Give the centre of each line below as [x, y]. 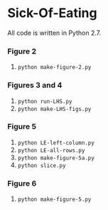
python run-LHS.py [45, 101]
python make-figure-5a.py [56, 158]
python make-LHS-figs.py [54, 109]
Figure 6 [22, 183]
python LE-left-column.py [56, 143]
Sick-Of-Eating [52, 13]
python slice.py [42, 165]
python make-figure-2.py [54, 68]
